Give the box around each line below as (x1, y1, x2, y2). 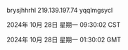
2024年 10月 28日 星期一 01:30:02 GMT (6, 35, 121, 44)
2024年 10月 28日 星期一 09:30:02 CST (6, 20, 121, 29)
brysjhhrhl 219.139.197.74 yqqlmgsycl (6, 6, 113, 14)
